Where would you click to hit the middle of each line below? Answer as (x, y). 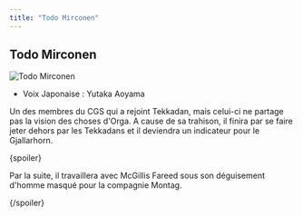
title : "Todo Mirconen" (54, 18)
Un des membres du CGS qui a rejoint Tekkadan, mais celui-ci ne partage (146, 112)
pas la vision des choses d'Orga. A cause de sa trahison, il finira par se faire (151, 121)
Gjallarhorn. (31, 141)
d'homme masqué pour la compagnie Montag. (96, 185)
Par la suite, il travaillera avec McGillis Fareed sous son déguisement (137, 176)
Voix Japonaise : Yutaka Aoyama (83, 94)
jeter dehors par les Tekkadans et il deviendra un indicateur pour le (135, 131)
